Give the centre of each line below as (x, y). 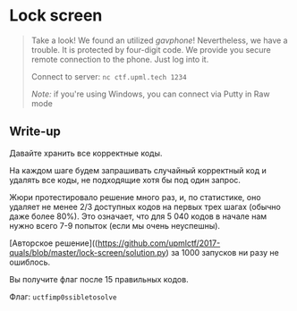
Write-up (35, 132)
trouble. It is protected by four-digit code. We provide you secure (151, 49)
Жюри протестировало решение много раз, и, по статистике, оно (135, 197)
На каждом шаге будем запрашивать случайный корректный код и (138, 170)
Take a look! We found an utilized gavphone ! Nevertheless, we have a (159, 40)
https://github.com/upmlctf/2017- (159, 243)
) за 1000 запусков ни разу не (222, 252)
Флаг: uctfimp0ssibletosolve (63, 297)
